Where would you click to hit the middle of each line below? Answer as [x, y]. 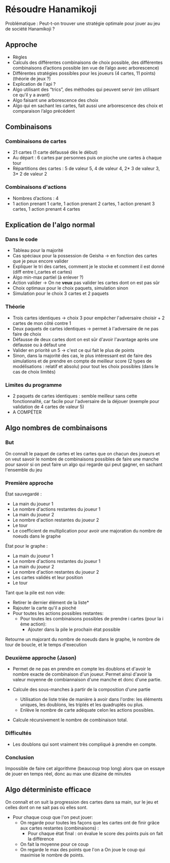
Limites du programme [34, 385]
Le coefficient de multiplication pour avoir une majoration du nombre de [87, 531]
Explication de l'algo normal [50, 225]
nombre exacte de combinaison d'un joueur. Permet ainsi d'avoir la [82, 674]
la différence [41, 839]
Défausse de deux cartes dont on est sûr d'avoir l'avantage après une [85, 339]
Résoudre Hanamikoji [51, 9]
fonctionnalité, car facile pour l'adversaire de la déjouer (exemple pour [86, 402]
